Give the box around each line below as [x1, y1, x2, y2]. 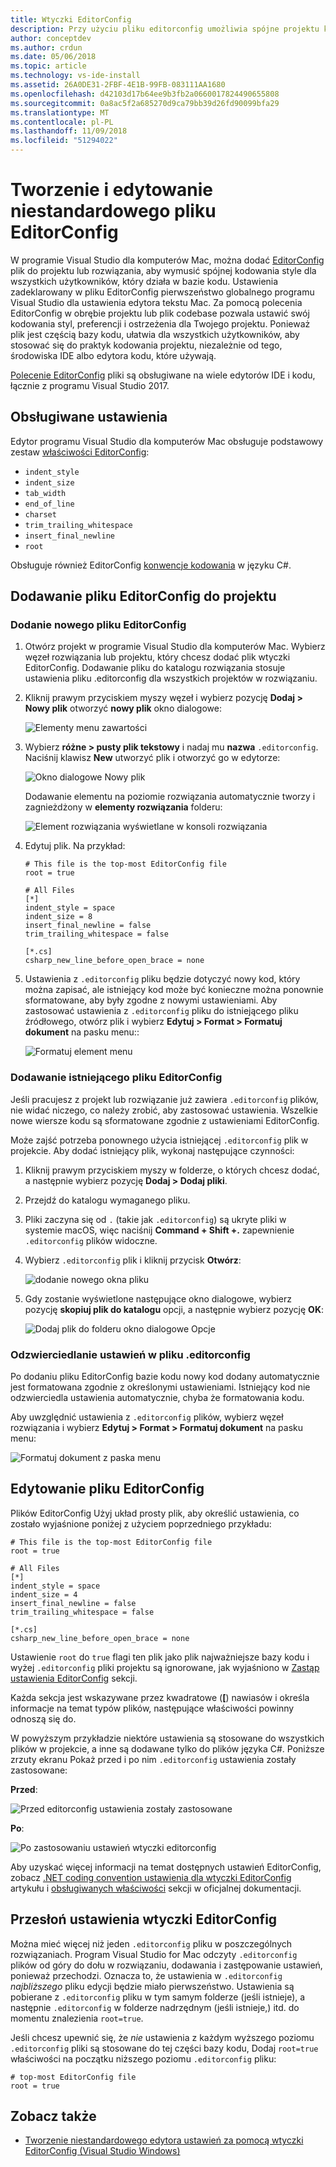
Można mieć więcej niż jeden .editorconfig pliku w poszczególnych [10, 1937, 293, 1950]
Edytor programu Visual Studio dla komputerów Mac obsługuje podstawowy [10, 435, 324, 447]
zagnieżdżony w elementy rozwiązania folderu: [24, 801, 223, 813]
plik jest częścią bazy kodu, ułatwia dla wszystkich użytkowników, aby [10, 328, 300, 340]
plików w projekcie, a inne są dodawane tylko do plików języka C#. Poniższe [10, 1742, 325, 1755]
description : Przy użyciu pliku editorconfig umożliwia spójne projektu [10, 24, 320, 34]
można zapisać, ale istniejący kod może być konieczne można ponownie [24, 984, 324, 996]
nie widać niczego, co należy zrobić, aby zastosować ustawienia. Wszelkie [10, 1104, 318, 1116]
